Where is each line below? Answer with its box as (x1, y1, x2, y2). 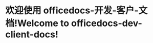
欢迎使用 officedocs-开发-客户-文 (5, 5, 148, 16)
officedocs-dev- (71, 17, 142, 29)
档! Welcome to (5, 17, 70, 29)
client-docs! (5, 29, 59, 40)
